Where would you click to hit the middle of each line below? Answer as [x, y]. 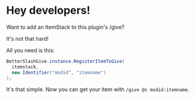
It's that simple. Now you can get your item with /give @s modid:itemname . [98, 89]
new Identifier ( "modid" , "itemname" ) [59, 73]
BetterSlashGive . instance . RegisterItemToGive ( [66, 61]
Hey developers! [48, 10]
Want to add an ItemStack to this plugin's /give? [65, 27]
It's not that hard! [28, 38]
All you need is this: [31, 50]
